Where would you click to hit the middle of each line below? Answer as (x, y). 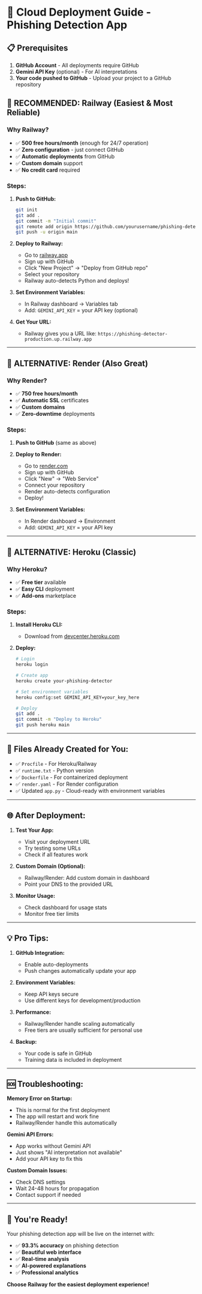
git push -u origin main (46, 232)
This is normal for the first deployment (63, 1110)
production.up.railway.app (58, 339)
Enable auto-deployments (56, 964)
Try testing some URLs (52, 848)
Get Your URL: (33, 322)
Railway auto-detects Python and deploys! (77, 281)
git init (26, 209)
